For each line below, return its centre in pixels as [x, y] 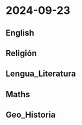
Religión [21, 53]
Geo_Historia [30, 115]
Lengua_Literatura [41, 74]
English [20, 33]
